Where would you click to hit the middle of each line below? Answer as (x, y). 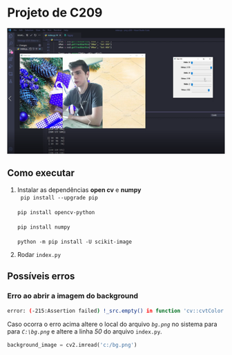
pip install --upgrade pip (59, 198)
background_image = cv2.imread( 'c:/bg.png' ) (72, 345)
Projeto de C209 (55, 13)
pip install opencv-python (56, 212)
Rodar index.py (39, 254)
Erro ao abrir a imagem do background (73, 296)
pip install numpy (43, 227)
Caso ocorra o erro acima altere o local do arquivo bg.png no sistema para (112, 324)
